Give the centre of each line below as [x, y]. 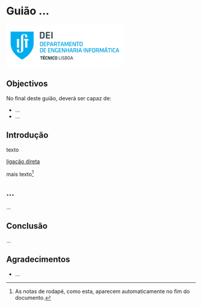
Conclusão [27, 226]
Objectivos [27, 84]
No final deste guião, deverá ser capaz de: [59, 98]
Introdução [27, 135]
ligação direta [23, 161]
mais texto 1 [20, 174]
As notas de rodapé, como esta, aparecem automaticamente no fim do [103, 291]
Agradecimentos [38, 260]
